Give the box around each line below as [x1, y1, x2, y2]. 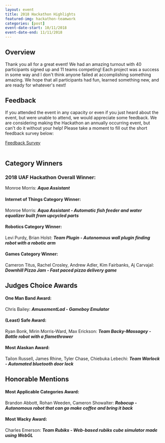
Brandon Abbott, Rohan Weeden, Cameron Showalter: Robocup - [5, 400, 137, 406]
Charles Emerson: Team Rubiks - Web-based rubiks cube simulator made [5, 427, 158, 433]
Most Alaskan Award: [5, 345, 50, 351]
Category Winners [5, 159, 63, 167]
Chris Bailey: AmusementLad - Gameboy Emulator [5, 306, 110, 312]
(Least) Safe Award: [5, 317, 47, 323]
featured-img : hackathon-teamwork [5, 16, 76, 21]
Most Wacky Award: [5, 416, 48, 422]
